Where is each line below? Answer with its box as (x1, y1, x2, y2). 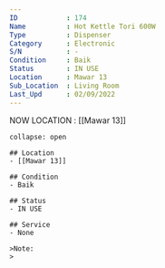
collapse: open (9, 132, 67, 141)
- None (9, 228, 34, 237)
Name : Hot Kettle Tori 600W (9, 22, 156, 31)
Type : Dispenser (9, 30, 112, 39)
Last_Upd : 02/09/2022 (9, 89, 116, 98)
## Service (9, 220, 51, 229)
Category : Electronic (9, 38, 116, 48)
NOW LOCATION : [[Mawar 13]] (9, 115, 127, 126)
